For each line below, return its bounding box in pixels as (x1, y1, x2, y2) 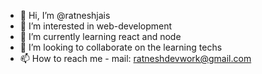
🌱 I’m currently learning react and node (19, 31, 182, 42)
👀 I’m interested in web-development (19, 20, 173, 32)
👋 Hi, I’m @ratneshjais (19, 10, 111, 21)
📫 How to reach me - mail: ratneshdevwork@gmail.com (19, 53, 252, 64)
